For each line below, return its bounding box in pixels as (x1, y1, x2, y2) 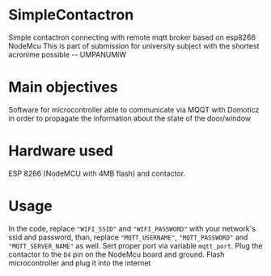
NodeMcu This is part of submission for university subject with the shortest (8, 40, 260, 50)
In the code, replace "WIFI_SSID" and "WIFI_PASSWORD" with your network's (8, 223, 256, 233)
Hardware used (8, 142, 114, 160)
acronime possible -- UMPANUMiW (8, 49, 127, 59)
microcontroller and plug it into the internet (8, 257, 151, 268)
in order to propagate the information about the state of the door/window (8, 113, 252, 123)
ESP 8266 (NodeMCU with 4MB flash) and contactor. (8, 168, 186, 178)
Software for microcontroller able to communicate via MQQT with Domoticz (8, 104, 260, 114)
